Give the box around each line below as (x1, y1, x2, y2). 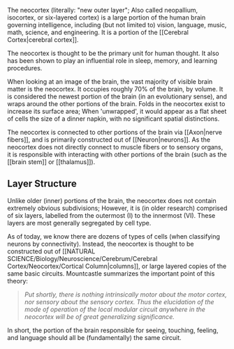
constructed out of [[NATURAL (7, 247, 96, 255)
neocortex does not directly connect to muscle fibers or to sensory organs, (7, 143, 224, 151)
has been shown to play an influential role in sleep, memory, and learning (7, 57, 218, 65)
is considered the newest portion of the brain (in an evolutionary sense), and (7, 92, 227, 101)
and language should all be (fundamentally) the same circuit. (7, 333, 182, 341)
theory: (7, 276, 28, 285)
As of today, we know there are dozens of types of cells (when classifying (7, 232, 220, 240)
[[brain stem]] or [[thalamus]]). (7, 158, 96, 166)
